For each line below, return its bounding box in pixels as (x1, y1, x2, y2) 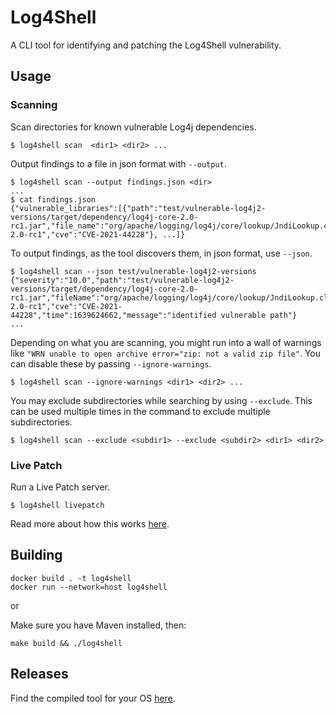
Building (10, 547, 63, 564)
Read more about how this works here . (10, 517, 170, 530)
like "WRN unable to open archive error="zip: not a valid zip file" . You (10, 347, 322, 359)
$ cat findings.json (10, 194, 97, 205)
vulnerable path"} (220, 310, 298, 320)
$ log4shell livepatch (10, 500, 105, 510)
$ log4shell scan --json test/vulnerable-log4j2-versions (10, 266, 257, 276)
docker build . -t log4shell (10, 573, 132, 583)
